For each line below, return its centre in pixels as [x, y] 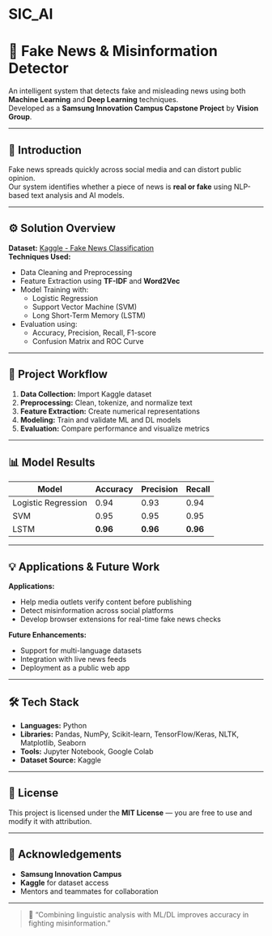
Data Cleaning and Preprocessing [76, 272]
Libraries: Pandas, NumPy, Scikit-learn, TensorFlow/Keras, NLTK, [129, 734]
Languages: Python [53, 726]
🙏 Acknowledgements [65, 854]
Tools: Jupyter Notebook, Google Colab [87, 751]
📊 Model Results [52, 462]
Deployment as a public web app [75, 668]
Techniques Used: [40, 256]
